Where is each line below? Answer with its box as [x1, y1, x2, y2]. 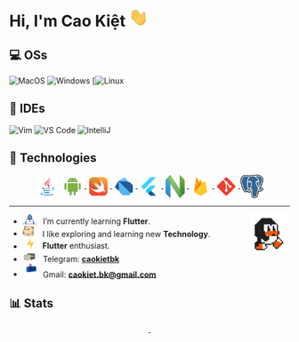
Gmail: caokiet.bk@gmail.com [43, 269, 157, 280]
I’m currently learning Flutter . [43, 216, 151, 227]
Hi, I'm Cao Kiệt [9, 12, 126, 31]
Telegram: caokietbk [43, 253, 120, 264]
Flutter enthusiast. [42, 241, 110, 251]
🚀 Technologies [9, 150, 97, 166]
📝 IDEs [9, 101, 46, 116]
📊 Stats [9, 296, 54, 311]
